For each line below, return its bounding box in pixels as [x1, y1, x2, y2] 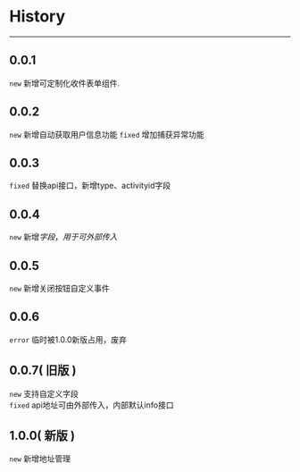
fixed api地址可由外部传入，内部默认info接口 [9, 400, 174, 410]
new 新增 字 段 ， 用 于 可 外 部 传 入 [9, 232, 118, 242]
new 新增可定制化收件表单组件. [9, 78, 121, 88]
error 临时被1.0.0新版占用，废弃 [9, 333, 128, 345]
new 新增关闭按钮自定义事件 [9, 283, 110, 293]
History [9, 6, 66, 27]
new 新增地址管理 [9, 453, 71, 464]
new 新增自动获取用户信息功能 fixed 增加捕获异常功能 [9, 129, 205, 139]
